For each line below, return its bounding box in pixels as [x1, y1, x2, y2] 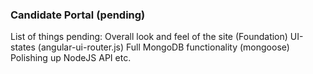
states [10, 41, 36, 53]
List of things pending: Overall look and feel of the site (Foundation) [10, 31, 288, 43]
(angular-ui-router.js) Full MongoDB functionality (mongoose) [37, 41, 290, 53]
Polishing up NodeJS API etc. [10, 52, 132, 64]
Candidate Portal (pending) [10, 8, 146, 22]
